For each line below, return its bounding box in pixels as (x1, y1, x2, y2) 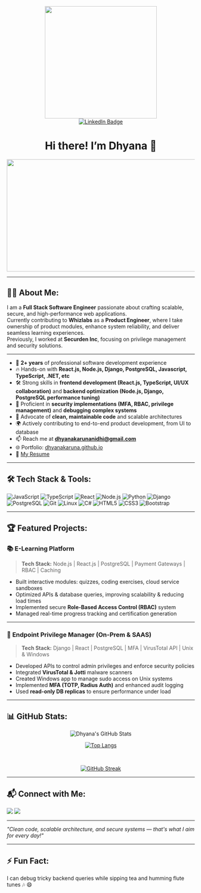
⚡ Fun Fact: (7, 856, 50, 866)
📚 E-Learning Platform (7, 544, 75, 553)
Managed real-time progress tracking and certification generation (15, 610, 177, 617)
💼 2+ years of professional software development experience (15, 359, 167, 366)
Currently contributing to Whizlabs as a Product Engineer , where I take (7, 316, 183, 323)
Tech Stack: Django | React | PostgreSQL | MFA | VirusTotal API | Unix (21, 644, 193, 652)
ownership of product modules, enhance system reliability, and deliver (7, 323, 180, 330)
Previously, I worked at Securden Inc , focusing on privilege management (7, 335, 186, 343)
